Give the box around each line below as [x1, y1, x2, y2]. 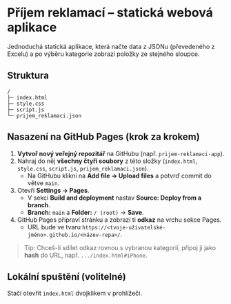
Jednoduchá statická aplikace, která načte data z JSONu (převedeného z [7, 42, 215, 50]
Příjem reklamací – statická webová [7, 5, 214, 21]
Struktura [7, 70, 50, 82]
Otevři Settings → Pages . [17, 186, 90, 194]
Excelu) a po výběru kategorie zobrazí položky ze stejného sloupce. [7, 50, 200, 58]
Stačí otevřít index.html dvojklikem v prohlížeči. [7, 289, 143, 298]
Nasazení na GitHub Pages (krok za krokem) [7, 131, 200, 143]
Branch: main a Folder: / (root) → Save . [27, 208, 144, 216]
